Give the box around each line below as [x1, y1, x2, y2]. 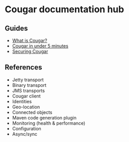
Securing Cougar [12, 49, 48, 54]
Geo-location [12, 104, 40, 110]
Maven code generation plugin [12, 114, 77, 121]
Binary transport [12, 82, 47, 88]
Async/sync [12, 131, 38, 137]
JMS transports [12, 87, 45, 93]
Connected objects [12, 109, 53, 115]
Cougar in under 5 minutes [12, 43, 68, 49]
